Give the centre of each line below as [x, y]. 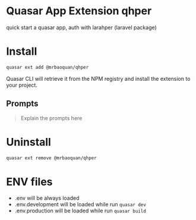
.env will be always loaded [47, 198]
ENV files [29, 182]
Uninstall [29, 142]
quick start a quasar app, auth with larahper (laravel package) [82, 27]
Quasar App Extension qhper [79, 11]
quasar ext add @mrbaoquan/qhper [48, 67]
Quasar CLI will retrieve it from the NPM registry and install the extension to [98, 78]
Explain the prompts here [51, 118]
